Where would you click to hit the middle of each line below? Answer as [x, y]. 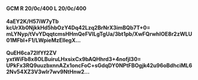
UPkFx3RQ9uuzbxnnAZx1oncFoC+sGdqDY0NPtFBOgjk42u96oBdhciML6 [99, 66]
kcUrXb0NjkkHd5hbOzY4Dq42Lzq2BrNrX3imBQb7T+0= [78, 28]
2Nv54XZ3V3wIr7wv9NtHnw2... [48, 72]
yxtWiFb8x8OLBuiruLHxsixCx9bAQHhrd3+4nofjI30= [74, 59]
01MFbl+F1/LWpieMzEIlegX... [44, 40]
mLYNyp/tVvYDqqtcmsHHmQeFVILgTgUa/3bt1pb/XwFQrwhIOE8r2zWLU [99, 34]
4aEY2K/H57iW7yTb [33, 21]
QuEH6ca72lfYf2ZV [31, 53]
